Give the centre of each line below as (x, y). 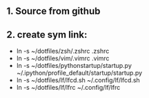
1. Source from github (53, 11)
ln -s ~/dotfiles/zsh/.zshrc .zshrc (63, 51)
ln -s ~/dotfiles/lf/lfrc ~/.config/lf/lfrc (68, 88)
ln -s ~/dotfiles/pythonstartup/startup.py (74, 66)
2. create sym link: (47, 35)
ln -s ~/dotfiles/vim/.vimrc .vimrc (63, 58)
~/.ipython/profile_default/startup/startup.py (79, 73)
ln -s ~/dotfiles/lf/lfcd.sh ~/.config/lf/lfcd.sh (78, 80)
